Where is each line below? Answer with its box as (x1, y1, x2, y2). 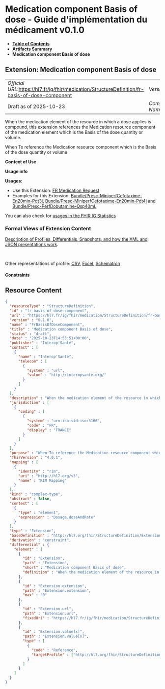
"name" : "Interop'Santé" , (18, 354, 74, 359)
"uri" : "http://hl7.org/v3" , (18, 473, 80, 478)
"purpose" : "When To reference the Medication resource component (9, 450, 151, 456)
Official (7, 79, 25, 86)
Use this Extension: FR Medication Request (12, 187, 100, 193)
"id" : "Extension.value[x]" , (23, 629, 84, 634)
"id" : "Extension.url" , (23, 607, 74, 612)
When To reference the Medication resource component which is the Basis (5, 144, 157, 150)
